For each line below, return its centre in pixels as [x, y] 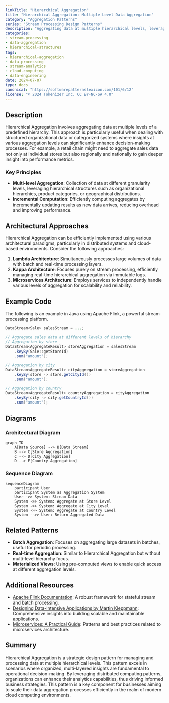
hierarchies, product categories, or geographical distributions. [77, 194]
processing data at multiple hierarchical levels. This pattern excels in [76, 663]
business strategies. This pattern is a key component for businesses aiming [83, 684]
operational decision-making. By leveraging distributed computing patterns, [83, 673]
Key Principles [23, 172]
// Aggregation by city [30, 365]
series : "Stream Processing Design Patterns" [54, 24]
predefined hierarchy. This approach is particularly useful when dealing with [84, 132]
